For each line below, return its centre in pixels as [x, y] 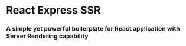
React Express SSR [53, 10]
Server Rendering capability [47, 36]
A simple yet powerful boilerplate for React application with [93, 29]
